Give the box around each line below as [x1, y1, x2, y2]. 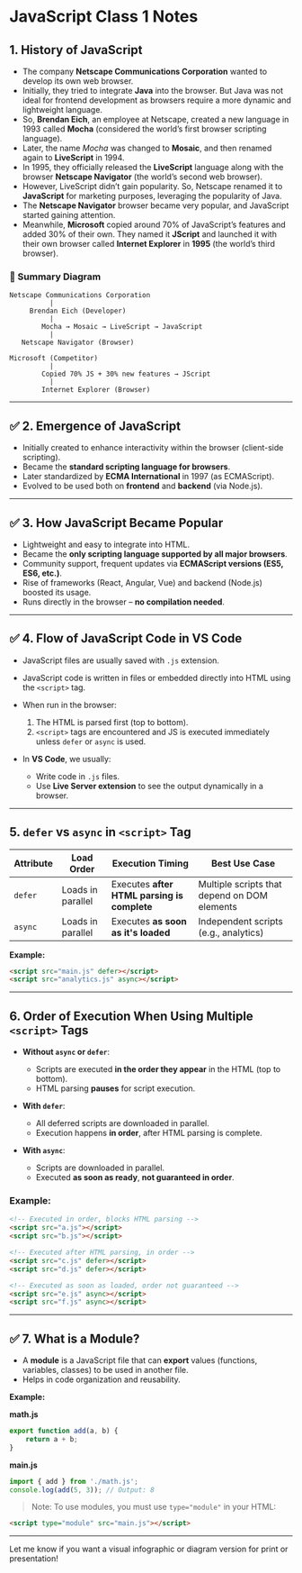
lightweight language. [22, 105, 103, 114]
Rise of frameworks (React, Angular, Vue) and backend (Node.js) [22, 577, 263, 587]
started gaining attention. [22, 210, 116, 220]
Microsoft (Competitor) [9, 354, 99, 363]
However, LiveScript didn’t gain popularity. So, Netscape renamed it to [22, 181, 283, 191]
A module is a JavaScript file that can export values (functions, [22, 1355, 258, 1366]
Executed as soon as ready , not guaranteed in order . [35, 1172, 235, 1183]
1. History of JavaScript [9, 42, 143, 58]
